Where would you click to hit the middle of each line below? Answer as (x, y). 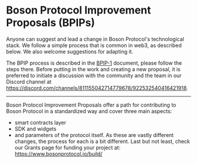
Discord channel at (29, 81)
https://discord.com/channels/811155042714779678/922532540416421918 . (97, 88)
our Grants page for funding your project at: (67, 147)
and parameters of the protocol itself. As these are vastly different (94, 135)
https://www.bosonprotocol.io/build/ (58, 154)
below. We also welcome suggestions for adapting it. (70, 51)
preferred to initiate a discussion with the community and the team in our (94, 75)
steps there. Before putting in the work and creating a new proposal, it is (93, 69)
